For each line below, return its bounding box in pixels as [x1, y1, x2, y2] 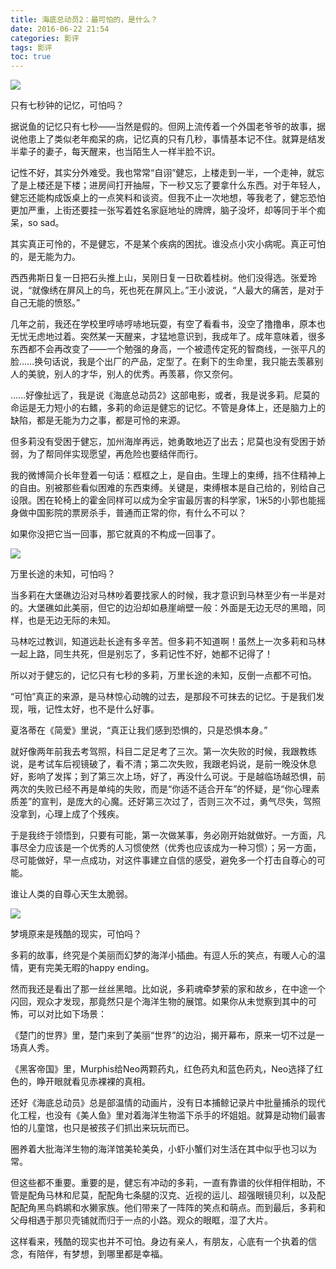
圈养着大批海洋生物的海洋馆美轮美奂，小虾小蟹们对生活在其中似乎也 [10, 1143, 291, 1155]
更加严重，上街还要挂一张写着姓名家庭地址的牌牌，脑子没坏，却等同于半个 [10, 204, 317, 216]
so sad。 [27, 217, 65, 229]
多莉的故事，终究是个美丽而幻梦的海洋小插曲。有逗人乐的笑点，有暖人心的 [10, 949, 317, 961]
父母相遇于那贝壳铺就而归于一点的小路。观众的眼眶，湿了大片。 [10, 1214, 273, 1226]
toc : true [10, 52, 52, 62]
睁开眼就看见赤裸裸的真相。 [36, 1076, 151, 1088]
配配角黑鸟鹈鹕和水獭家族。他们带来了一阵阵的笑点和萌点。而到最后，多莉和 [10, 1202, 326, 1214]
